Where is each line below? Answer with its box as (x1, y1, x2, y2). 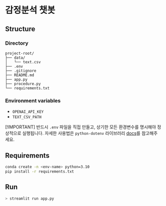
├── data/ (5, 55, 26, 60)
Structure (5, 24, 36, 33)
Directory (5, 39, 29, 46)
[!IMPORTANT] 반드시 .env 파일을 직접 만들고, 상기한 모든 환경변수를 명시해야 (5, 124, 156, 130)
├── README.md (5, 73, 35, 78)
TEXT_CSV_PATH (12, 115, 42, 120)
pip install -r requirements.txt (5, 169, 74, 174)
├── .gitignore (5, 68, 37, 73)
